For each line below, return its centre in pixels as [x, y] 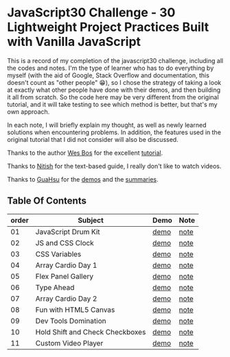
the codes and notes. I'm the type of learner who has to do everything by [111, 68]
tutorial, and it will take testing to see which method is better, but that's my [112, 104]
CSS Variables [58, 254]
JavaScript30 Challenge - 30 [91, 13]
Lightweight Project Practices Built [108, 27]
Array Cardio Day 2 [66, 298]
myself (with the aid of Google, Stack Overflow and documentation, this [108, 75]
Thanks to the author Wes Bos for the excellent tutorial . [85, 153]
